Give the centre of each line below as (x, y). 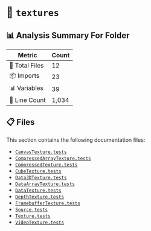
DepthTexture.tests (40, 197)
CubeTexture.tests (38, 171)
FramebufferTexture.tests (47, 203)
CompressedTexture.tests (46, 165)
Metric (27, 55)
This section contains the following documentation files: (76, 140)
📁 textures (33, 12)
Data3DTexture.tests (41, 177)
